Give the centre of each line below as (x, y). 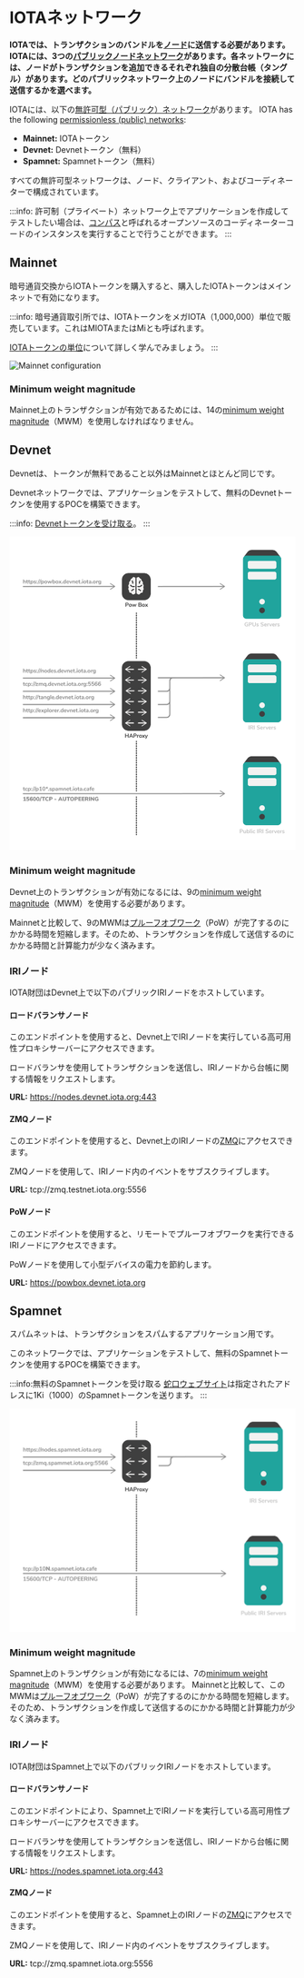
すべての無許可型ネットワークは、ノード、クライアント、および (128, 180)
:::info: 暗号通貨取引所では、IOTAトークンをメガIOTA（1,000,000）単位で (146, 316)
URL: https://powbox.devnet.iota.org (78, 1282)
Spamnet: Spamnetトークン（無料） (91, 161)
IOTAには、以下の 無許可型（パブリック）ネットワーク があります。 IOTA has (151, 109)
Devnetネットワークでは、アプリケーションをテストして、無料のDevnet (143, 492)
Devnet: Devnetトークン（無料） (84, 149)
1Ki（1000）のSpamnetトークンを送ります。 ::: (120, 1396)
